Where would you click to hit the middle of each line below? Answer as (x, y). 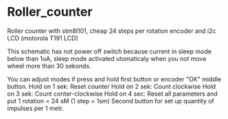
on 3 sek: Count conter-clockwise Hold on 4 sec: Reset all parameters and (112, 94)
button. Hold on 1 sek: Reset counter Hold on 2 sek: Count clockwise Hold (112, 86)
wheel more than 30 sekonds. (49, 66)
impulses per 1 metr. (35, 108)
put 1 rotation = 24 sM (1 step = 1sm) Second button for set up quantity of (111, 101)
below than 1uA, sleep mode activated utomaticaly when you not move (107, 58)
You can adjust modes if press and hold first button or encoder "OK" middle (114, 79)
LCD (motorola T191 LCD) (43, 38)
